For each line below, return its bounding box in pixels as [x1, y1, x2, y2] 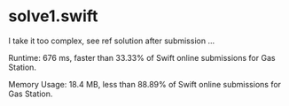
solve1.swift [8, 6, 98, 26]
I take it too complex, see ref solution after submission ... [8, 35, 215, 46]
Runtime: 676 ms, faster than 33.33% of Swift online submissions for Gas [8, 52, 276, 63]
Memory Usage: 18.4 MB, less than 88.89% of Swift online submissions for [8, 79, 281, 89]
